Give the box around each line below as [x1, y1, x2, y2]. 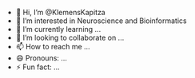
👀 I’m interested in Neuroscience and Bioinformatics [15, 16, 187, 25]
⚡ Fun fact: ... [15, 62, 60, 72]
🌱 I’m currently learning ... [15, 25, 101, 33]
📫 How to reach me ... [15, 42, 90, 51]
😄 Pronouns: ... [15, 53, 68, 63]
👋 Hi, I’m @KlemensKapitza [15, 8, 105, 17]
